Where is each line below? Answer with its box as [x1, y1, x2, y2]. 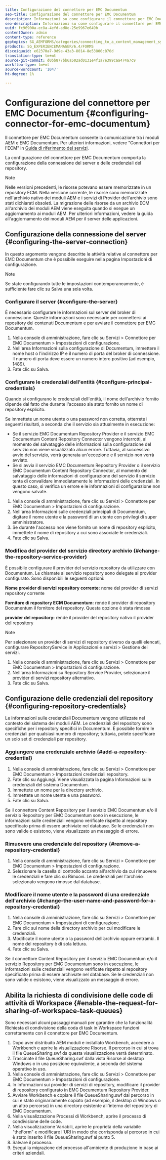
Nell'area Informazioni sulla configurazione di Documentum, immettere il [12, 345, 160, 351]
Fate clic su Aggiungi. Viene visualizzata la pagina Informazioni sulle [12, 776, 152, 782]
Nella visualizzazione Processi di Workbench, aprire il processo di [12, 1113, 147, 1119]
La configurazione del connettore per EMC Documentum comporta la [5, 154, 146, 161]
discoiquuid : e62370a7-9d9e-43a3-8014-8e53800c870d [5, 48, 114, 53]
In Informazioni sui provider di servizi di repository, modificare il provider [12, 1082, 161, 1088]
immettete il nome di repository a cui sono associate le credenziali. [12, 530, 148, 536]
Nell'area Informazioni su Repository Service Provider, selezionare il [12, 669, 151, 675]
